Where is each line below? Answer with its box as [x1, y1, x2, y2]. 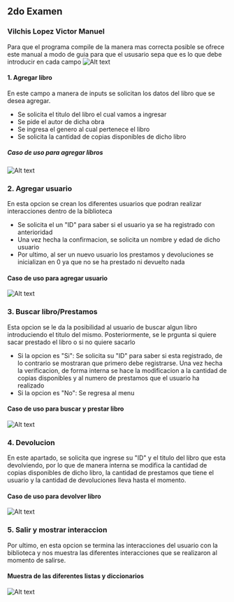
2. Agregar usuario [7, 184, 72, 193]
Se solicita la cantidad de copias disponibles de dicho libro [17, 132, 187, 141]
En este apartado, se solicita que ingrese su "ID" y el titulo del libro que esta [7, 453, 226, 462]
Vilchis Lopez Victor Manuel [7, 27, 105, 36]
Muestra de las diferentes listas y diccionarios [7, 572, 145, 580]
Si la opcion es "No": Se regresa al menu [17, 388, 135, 397]
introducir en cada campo [7, 57, 82, 66]
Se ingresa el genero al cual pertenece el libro [17, 125, 150, 133]
